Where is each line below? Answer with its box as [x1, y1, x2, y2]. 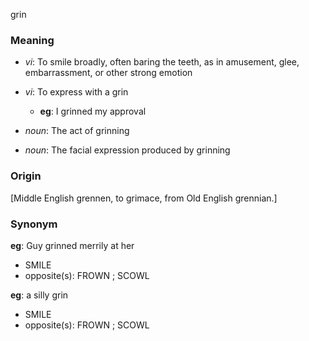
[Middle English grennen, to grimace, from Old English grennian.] [10, 192, 278, 204]
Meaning [10, 33, 55, 47]
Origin [10, 169, 42, 183]
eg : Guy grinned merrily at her [10, 239, 135, 251]
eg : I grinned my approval [39, 105, 147, 118]
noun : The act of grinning [24, 125, 130, 137]
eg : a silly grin [10, 289, 69, 301]
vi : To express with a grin [24, 86, 129, 98]
